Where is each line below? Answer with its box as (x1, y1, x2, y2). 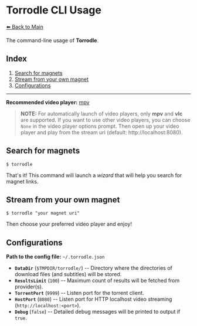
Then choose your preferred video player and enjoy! (6, 220, 133, 227)
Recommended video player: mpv (6, 99, 90, 106)
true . (14, 314, 28, 321)
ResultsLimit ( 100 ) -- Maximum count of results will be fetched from (14, 277, 180, 284)
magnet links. (6, 178, 39, 185)
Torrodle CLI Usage (6, 4, 101, 17)
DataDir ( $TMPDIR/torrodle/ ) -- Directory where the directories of (14, 264, 173, 271)
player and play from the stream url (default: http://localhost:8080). (20, 128, 183, 135)
